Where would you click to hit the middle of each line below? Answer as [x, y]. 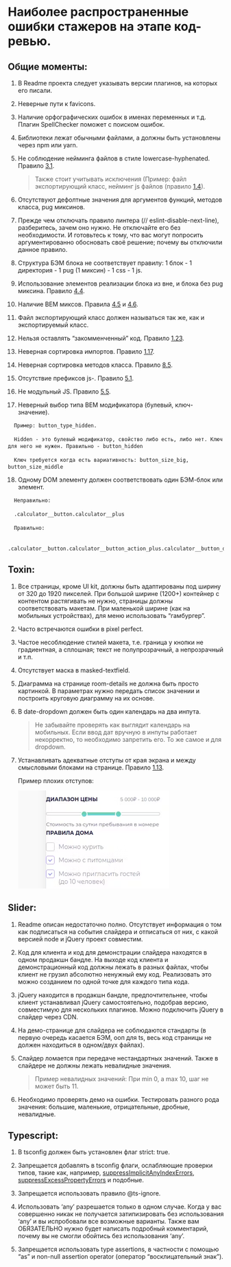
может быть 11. [57, 1086]
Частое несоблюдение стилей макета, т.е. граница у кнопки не [111, 642]
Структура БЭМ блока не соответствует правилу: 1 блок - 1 [105, 263]
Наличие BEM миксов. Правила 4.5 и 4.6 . [78, 304]
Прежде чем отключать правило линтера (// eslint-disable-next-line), [118, 220]
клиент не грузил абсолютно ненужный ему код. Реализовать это [114, 974]
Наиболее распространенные [98, 12]
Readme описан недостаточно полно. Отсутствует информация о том [120, 924]
